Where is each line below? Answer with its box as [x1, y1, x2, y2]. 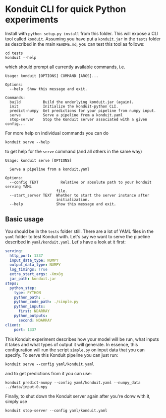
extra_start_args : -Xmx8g [9, 272, 63, 277]
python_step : [9, 285, 37, 291]
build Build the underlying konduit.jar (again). [9, 100, 134, 104]
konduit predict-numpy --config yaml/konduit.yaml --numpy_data [5, 380, 141, 385]
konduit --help [5, 55, 37, 60]
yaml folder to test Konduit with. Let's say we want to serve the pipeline [5, 233, 150, 239]
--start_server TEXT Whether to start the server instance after [9, 193, 150, 198]
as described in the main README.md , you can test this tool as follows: [5, 41, 145, 47]
